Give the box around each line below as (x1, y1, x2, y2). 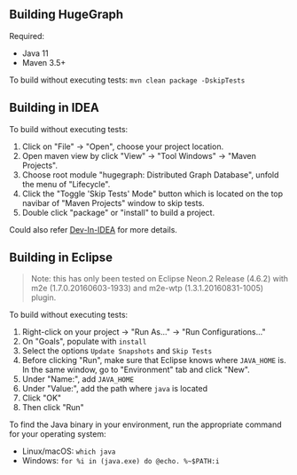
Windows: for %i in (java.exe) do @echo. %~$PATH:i (21, 455, 220, 466)
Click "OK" (21, 392, 62, 403)
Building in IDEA (9, 100, 99, 115)
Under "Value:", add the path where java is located (21, 384, 208, 394)
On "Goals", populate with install (21, 336, 147, 347)
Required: (9, 30, 45, 41)
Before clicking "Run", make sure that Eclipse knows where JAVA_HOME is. (21, 355, 286, 366)
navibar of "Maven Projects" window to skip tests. (21, 197, 206, 208)
